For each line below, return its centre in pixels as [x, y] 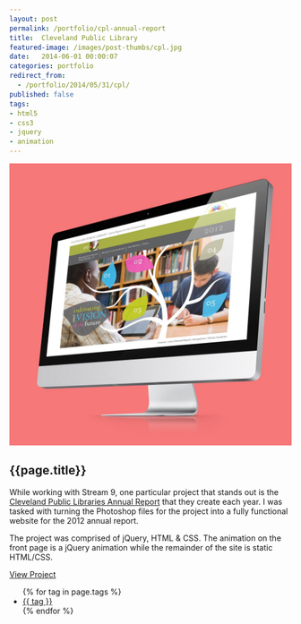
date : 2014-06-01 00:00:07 [64, 57]
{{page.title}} [48, 470]
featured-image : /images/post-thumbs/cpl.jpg [95, 47]
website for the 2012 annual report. [74, 520]
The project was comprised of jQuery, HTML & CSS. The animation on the [146, 538]
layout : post [34, 19]
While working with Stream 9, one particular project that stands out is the [144, 492]
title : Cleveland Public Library [74, 38]
